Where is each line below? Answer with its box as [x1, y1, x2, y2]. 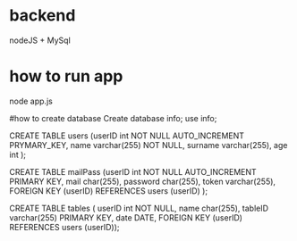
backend [9, 5, 76, 26]
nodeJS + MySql [9, 35, 72, 46]
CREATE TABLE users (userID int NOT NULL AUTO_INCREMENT [9, 130, 244, 141]
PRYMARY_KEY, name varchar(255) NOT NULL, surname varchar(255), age [9, 139, 288, 150]
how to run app [9, 66, 123, 87]
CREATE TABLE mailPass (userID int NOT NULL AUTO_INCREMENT [9, 166, 257, 177]
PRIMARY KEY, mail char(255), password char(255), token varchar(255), [9, 176, 276, 187]
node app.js [9, 96, 54, 106]
